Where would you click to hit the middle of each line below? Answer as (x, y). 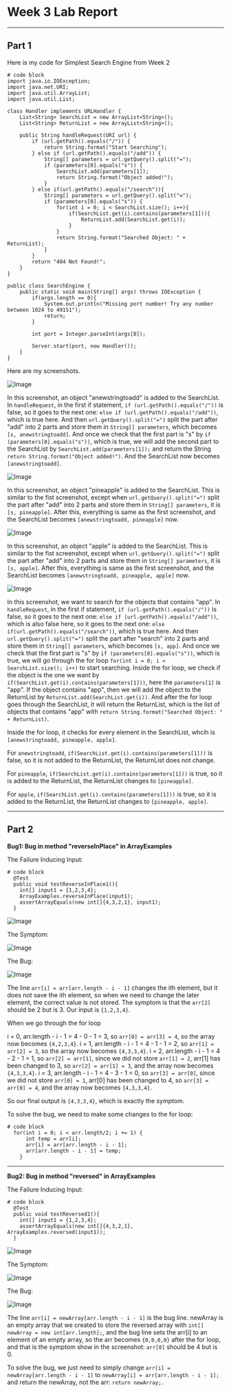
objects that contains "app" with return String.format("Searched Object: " (115, 711)
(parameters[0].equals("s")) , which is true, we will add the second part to (113, 441)
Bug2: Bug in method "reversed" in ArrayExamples (81, 1176)
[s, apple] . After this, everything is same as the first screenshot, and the (111, 568)
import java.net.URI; (38, 87)
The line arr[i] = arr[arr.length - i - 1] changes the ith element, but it (112, 988)
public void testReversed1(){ (56, 1214)
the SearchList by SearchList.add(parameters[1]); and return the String (109, 449)
